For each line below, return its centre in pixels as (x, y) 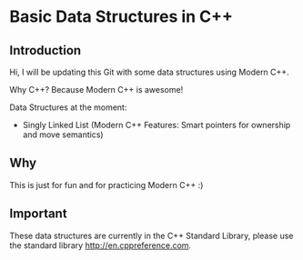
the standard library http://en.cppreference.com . (101, 245)
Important (38, 214)
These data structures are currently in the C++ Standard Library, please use (151, 235)
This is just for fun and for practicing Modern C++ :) (106, 185)
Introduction (45, 50)
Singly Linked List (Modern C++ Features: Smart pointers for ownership (157, 125)
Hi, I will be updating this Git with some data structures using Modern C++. (149, 72)
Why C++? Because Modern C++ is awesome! (96, 90)
